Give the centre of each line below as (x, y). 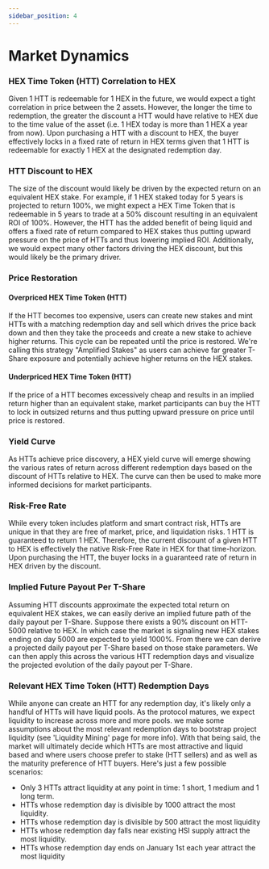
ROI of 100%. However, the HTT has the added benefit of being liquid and (130, 223)
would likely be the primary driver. (65, 257)
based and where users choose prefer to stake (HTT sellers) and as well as (133, 754)
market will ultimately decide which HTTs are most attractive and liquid (126, 746)
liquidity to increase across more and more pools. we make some (116, 720)
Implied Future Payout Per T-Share (77, 587)
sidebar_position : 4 (43, 16)
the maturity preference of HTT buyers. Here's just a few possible (118, 763)
